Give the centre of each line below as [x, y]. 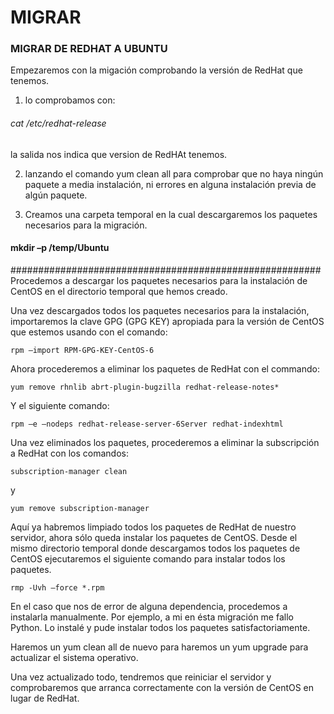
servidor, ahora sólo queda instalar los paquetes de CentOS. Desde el [154, 537]
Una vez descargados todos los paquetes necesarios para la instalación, [160, 310]
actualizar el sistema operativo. [74, 657]
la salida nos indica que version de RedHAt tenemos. [119, 154]
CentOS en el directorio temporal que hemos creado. [119, 291]
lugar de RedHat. [45, 698]
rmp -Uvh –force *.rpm [57, 587]
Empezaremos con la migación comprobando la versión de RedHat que [156, 70]
